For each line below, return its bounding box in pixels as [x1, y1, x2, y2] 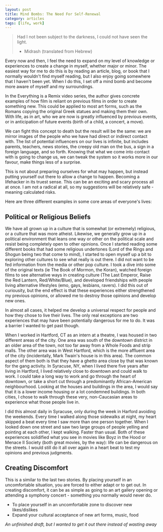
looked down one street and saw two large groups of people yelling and [5, 424, 149, 430]
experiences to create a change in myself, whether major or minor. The [5, 63, 147, 69]
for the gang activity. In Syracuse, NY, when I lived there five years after [5, 363, 149, 369]
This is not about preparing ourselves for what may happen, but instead [5, 168, 148, 175]
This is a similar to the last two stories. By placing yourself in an [5, 477, 132, 482]
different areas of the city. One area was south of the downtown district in [5, 337, 153, 343]
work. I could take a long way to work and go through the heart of [5, 373, 136, 379]
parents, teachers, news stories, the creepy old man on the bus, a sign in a [5, 144, 154, 150]
